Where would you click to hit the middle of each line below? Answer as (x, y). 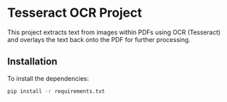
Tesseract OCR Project (75, 13)
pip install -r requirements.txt (56, 91)
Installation (32, 62)
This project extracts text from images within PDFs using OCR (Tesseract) (114, 32)
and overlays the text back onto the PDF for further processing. (99, 39)
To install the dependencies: (48, 78)
